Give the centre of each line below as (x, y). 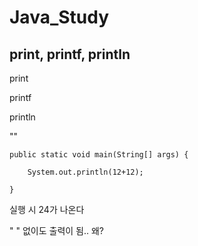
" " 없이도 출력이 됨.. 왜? (56, 230)
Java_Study (59, 17)
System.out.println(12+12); (85, 172)
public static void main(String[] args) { (99, 155)
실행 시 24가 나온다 (47, 209)
